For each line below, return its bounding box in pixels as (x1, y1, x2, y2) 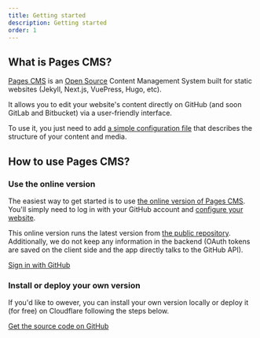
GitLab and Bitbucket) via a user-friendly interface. (8, 108, 173, 118)
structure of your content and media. (8, 132, 127, 142)
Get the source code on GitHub (8, 321, 109, 331)
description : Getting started (8, 19, 108, 27)
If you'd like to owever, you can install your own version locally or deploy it (8, 298, 249, 307)
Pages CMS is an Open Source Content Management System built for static (8, 76, 253, 86)
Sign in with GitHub (8, 260, 71, 269)
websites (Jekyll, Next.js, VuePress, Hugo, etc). (8, 84, 163, 95)
